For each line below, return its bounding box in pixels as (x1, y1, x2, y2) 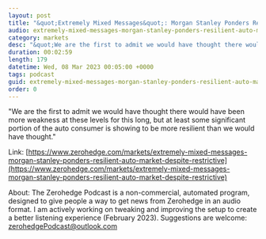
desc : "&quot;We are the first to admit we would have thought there (8, 41, 243, 49)
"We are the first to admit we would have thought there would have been (8, 107, 245, 116)
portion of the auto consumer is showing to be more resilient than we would (8, 123, 255, 133)
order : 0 (8, 85, 37, 93)
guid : (8, 78, 26, 85)
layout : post (8, 11, 51, 20)
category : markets (8, 33, 69, 42)
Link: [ (8, 147, 29, 157)
